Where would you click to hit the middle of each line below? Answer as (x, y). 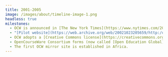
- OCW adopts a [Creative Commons (45, 38)
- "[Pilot (20, 33)
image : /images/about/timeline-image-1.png (51, 14)
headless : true (21, 19)
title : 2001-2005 (23, 10)
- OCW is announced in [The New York (49, 28)
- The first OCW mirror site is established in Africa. (69, 47)
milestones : (17, 24)
